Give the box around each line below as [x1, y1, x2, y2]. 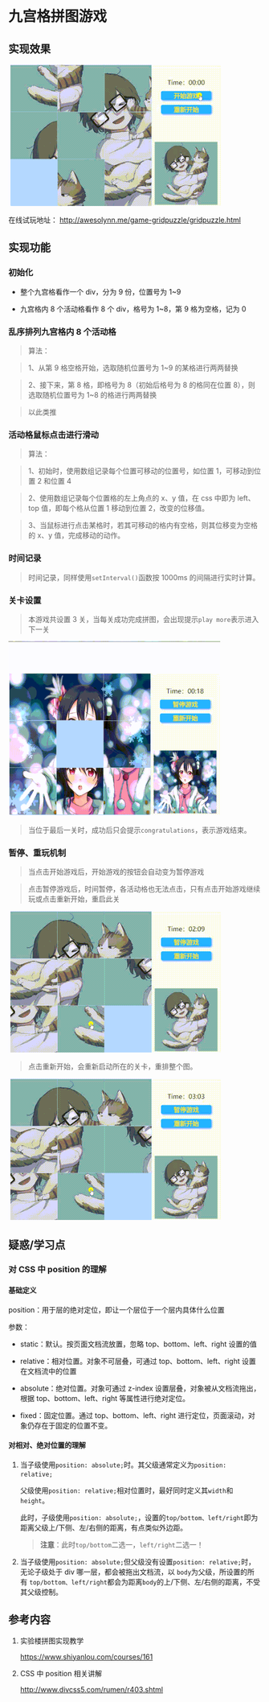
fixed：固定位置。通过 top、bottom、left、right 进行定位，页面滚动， [19, 1410, 249, 1420]
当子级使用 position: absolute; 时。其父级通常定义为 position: [19, 1460, 227, 1469]
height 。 [19, 1495, 50, 1505]
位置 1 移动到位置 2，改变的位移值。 [90, 504, 210, 513]
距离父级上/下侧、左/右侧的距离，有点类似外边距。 [19, 1523, 187, 1532]
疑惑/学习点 [8, 1238, 66, 1251]
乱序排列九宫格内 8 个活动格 [8, 326, 116, 337]
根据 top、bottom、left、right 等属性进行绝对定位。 [19, 1393, 190, 1403]
